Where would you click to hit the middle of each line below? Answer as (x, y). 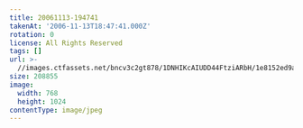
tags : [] (26, 51)
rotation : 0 (32, 34)
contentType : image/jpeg (56, 110)
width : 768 (38, 93)
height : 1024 (42, 101)
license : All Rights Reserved (66, 43)
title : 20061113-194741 (54, 18)
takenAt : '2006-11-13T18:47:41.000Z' (80, 26)
